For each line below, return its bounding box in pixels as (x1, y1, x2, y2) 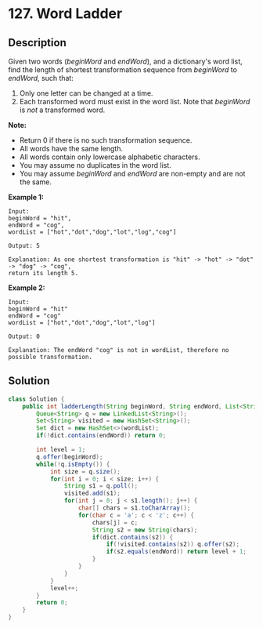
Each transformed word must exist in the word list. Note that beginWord (19, 97, 250, 106)
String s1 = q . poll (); (63, 482, 139, 490)
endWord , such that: (8, 74, 74, 82)
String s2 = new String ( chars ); (92, 526, 198, 534)
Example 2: (8, 283, 45, 292)
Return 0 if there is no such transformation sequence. (19, 136, 193, 145)
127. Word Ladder (8, 5, 123, 23)
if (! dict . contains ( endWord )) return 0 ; (36, 432, 167, 440)
